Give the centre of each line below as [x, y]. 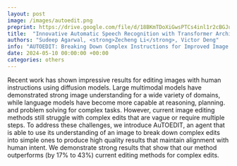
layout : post [26, 14]
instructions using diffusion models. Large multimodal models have [105, 87]
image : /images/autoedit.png [50, 20]
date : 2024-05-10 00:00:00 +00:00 [58, 54]
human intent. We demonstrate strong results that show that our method [112, 147]
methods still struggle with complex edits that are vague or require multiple [116, 117]
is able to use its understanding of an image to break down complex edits [114, 132]
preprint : [22, 27]
